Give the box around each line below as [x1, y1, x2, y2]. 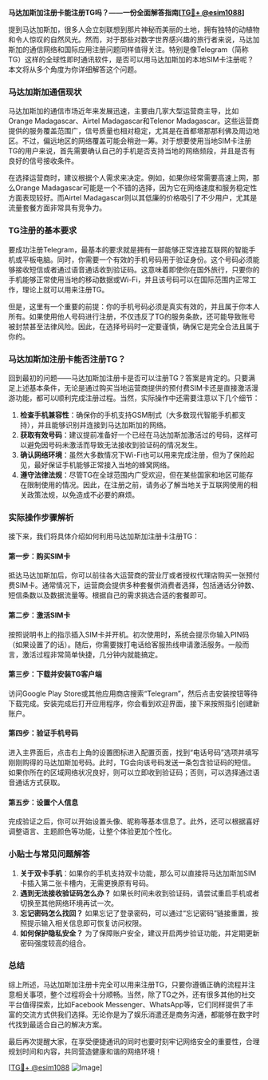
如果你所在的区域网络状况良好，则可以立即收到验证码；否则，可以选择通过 [8, 768, 253, 777]
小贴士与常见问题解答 [8, 848, 90, 860]
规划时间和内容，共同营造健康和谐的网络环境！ [8, 1046, 162, 1056]
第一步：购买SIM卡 [8, 551, 71, 561]
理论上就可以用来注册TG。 [22, 284, 109, 294]
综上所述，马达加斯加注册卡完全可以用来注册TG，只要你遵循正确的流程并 [8, 979, 249, 989]
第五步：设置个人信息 [8, 797, 78, 807]
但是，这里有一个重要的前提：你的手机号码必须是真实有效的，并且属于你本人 [8, 301, 260, 311]
